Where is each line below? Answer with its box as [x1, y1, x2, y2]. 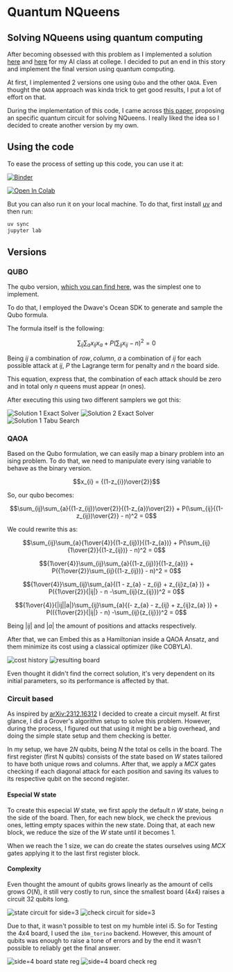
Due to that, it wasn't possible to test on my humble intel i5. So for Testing [7, 921, 218, 930]
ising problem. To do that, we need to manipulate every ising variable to [7, 457, 212, 465]
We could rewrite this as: [7, 525, 78, 533]
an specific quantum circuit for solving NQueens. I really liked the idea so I [7, 114, 220, 122]
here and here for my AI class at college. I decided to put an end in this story [7, 58, 225, 66]
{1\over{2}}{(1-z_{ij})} [67, 546, 128, 554]
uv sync [7, 220, 30, 227]
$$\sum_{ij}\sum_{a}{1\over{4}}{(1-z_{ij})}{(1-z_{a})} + [22, 538, 178, 547]
